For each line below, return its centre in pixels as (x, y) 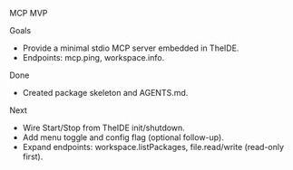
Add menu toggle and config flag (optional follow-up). (123, 137)
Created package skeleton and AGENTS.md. (105, 93)
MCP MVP (29, 13)
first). (33, 156)
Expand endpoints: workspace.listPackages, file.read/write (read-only (153, 147)
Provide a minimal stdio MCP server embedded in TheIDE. (131, 48)
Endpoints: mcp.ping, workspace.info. (93, 57)
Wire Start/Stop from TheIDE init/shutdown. (104, 127)
